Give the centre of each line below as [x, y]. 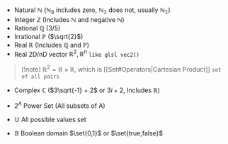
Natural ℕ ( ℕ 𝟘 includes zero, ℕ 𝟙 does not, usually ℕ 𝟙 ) [92, 11]
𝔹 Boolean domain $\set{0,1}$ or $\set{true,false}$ [89, 133]
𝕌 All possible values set [50, 119]
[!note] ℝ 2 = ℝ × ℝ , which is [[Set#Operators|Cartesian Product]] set [121, 69]
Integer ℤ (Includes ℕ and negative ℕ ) [69, 19]
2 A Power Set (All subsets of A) [59, 105]
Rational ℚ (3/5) [37, 28]
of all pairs [40, 77]
